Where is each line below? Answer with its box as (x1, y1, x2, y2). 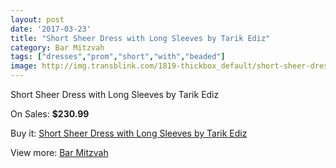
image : (10, 61, 38, 71)
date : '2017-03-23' (10, 24, 92, 34)
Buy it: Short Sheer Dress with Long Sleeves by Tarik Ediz (10, 127, 248, 139)
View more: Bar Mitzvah (10, 147, 109, 158)
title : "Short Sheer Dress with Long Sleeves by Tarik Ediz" (10, 33, 271, 43)
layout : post (10, 14, 65, 25)
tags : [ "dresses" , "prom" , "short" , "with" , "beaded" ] (10, 52, 226, 62)
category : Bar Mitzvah (10, 42, 105, 53)
